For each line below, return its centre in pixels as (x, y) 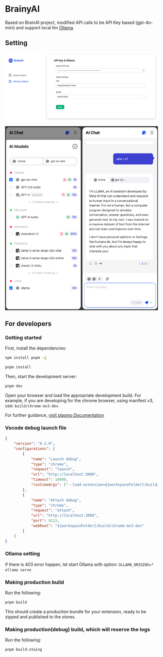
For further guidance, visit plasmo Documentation (55, 415)
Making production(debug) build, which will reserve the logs (78, 629)
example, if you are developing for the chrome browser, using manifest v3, (79, 400)
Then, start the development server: (41, 377)
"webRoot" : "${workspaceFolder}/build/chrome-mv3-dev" (88, 526)
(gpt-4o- (144, 22)
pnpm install (18, 367)
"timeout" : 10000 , (49, 480)
